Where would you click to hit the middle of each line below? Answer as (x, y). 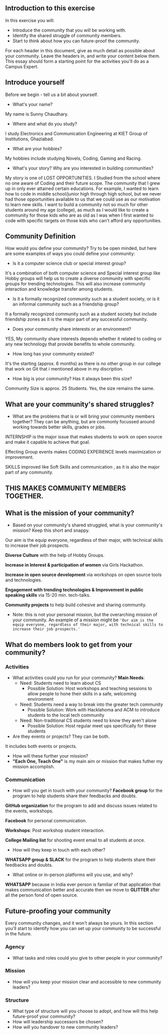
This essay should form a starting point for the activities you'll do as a (77, 61)
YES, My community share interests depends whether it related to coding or (83, 339)
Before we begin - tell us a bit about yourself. (52, 95)
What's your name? (33, 104)
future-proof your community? (44, 1016)
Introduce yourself (35, 82)
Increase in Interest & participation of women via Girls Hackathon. (74, 565)
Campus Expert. (22, 66)
